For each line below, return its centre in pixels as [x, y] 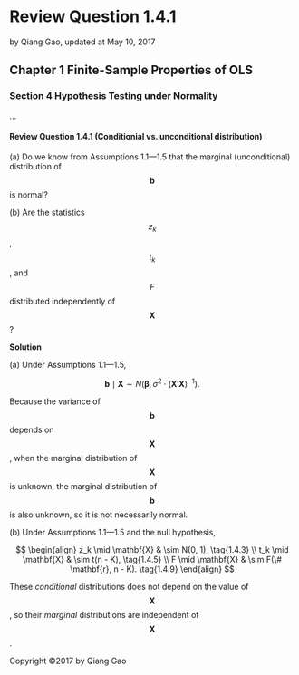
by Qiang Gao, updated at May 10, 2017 [82, 42]
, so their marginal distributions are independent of [104, 615]
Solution [26, 347]
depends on [32, 430]
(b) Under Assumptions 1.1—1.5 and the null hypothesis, [112, 533]
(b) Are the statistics [47, 212]
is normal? [29, 194]
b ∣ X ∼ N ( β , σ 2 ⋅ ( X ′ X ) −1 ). [152, 383]
